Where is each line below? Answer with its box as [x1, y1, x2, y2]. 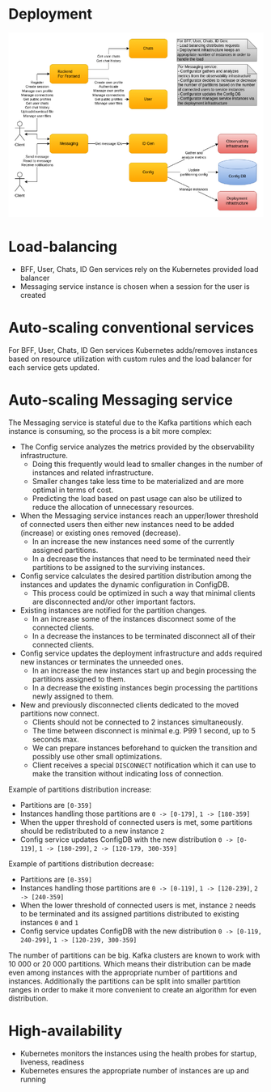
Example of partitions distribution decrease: [8, 859, 155, 869]
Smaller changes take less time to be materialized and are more [32, 477, 244, 487]
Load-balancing [8, 238, 117, 256]
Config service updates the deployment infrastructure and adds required [19, 648, 263, 658]
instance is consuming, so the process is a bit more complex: [8, 427, 212, 436]
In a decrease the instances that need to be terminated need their [32, 554, 251, 563]
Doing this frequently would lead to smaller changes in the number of [32, 459, 264, 470]
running [19, 1074, 47, 1084]
